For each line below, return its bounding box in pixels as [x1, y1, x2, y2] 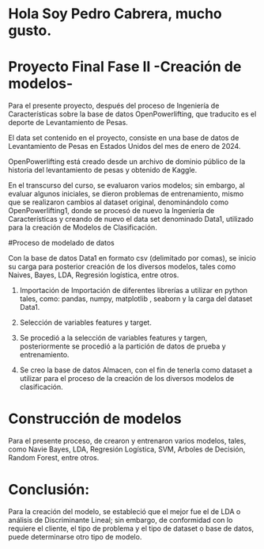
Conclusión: [8, 481, 90, 499]
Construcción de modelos [8, 410, 182, 428]
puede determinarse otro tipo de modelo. [8, 532, 142, 541]
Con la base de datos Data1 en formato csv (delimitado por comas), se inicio [8, 254, 257, 263]
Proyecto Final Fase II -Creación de [8, 58, 242, 76]
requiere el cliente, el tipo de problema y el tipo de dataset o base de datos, [8, 524, 255, 533]
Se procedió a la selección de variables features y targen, [19, 334, 208, 343]
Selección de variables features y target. [19, 318, 152, 327]
